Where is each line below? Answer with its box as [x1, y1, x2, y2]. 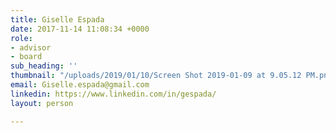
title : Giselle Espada [10, 14, 105, 25]
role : [10, 33, 33, 43]
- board [10, 52, 43, 62]
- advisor [10, 42, 52, 53]
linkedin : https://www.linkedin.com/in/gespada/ [10, 89, 217, 99]
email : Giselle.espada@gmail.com [10, 80, 150, 90]
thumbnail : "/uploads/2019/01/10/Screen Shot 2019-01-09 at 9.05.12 [10, 71, 302, 81]
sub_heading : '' [10, 61, 78, 71]
